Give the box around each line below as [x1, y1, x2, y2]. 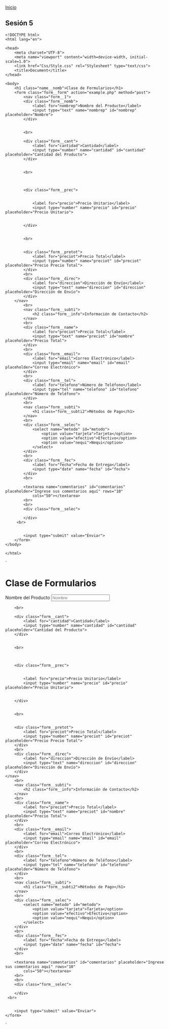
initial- [130, 54, 148, 60]
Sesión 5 [5, 19, 33, 27]
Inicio [5, 5, 17, 10]
